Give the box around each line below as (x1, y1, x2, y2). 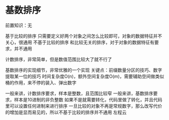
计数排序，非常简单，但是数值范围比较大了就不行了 (5, 56, 112, 62)
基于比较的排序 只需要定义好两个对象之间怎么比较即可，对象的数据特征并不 (5, 33, 162, 39)
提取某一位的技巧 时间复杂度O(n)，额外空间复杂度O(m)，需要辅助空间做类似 (5, 73, 164, 79)
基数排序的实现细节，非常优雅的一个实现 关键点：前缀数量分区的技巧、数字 (5, 67, 162, 73)
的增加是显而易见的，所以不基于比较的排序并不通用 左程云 (5, 109, 127, 115)
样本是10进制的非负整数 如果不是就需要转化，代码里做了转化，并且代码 (14, 96, 162, 102)
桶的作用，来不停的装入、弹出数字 (5, 79, 77, 86)
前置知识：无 (5, 22, 32, 28)
